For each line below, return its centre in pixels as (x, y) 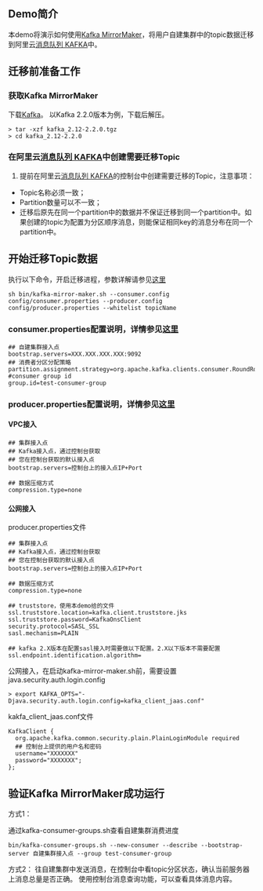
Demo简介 (33, 14)
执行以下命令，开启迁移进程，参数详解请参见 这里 (87, 279)
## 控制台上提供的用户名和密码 (58, 747)
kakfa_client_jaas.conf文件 (51, 717)
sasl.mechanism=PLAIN (43, 634)
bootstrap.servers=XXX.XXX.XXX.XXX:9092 (75, 354)
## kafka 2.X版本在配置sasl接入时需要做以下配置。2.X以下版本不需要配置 (114, 649)
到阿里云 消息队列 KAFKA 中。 (55, 44)
